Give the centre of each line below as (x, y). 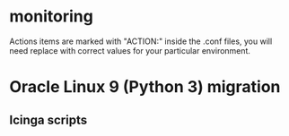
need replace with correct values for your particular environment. (130, 50)
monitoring (52, 17)
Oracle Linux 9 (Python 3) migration (145, 87)
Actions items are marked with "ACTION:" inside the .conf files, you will (141, 41)
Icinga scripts (48, 119)
